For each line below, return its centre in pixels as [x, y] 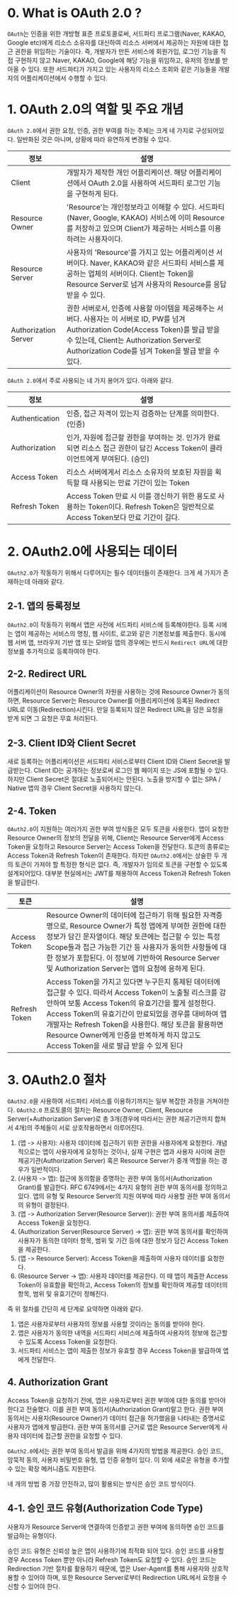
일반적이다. [46, 1169]
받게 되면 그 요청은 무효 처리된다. [53, 718]
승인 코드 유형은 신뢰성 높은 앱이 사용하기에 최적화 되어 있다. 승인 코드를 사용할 [116, 1551]
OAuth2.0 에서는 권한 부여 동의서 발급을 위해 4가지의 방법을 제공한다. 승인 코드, [115, 1451]
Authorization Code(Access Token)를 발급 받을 [143, 330]
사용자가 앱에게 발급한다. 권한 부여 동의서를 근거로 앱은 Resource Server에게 [114, 1427]
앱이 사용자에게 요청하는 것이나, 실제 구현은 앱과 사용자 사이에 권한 [134, 1152]
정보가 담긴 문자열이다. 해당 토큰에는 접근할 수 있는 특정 [134, 937]
